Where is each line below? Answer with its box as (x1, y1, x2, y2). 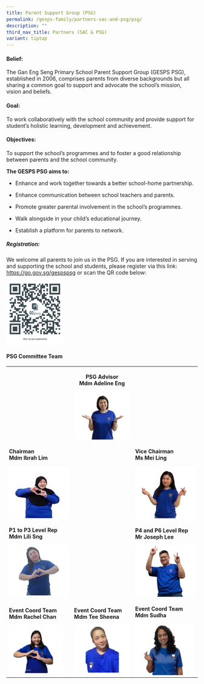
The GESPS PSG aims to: (6, 167, 70, 175)
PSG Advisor (86, 373, 118, 380)
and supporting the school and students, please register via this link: (6, 262, 177, 270)
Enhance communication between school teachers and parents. (15, 191, 175, 198)
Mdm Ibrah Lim (8, 454, 48, 462)
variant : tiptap (6, 35, 47, 42)
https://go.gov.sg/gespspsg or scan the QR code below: (6, 268, 147, 276)
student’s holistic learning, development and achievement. (6, 122, 152, 129)
